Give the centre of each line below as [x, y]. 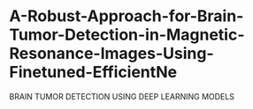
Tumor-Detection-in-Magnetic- [127, 35]
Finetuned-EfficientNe [93, 73]
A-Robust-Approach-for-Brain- [126, 16]
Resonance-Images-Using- [111, 54]
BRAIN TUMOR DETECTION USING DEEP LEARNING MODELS [122, 96]
